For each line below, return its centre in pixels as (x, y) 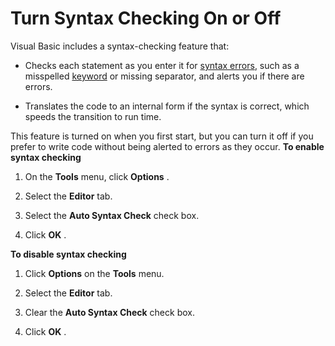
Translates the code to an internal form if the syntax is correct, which (167, 106)
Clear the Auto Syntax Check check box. (109, 312)
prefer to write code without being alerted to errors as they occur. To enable (167, 146)
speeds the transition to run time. (93, 116)
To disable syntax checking (68, 254)
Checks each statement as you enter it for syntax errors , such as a (162, 65)
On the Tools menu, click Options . (97, 176)
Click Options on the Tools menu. (94, 273)
